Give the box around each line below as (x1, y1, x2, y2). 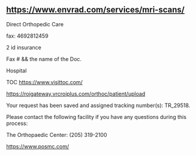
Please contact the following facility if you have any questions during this (6, 113, 187, 120)
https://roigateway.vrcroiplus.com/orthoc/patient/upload (6, 90, 146, 97)
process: (6, 120, 28, 127)
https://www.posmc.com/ (6, 143, 70, 150)
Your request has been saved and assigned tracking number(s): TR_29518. (6, 102, 191, 109)
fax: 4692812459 (6, 32, 49, 39)
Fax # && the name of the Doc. (6, 55, 82, 62)
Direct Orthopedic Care (6, 20, 64, 27)
